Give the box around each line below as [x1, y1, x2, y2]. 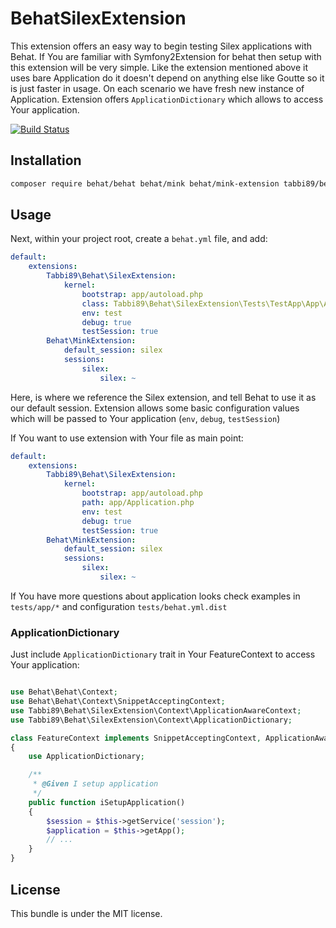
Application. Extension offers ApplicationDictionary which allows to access [10, 93, 324, 105]
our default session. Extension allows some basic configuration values [10, 402, 300, 414]
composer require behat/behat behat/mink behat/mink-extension [10, 178, 280, 189]
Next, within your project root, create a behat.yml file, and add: [10, 233, 268, 245]
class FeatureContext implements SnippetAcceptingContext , [10, 733, 262, 743]
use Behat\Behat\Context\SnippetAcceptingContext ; [10, 697, 226, 707]
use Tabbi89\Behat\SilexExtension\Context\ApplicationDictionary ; [10, 715, 293, 725]
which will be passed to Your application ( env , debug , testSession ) [10, 412, 281, 424]
